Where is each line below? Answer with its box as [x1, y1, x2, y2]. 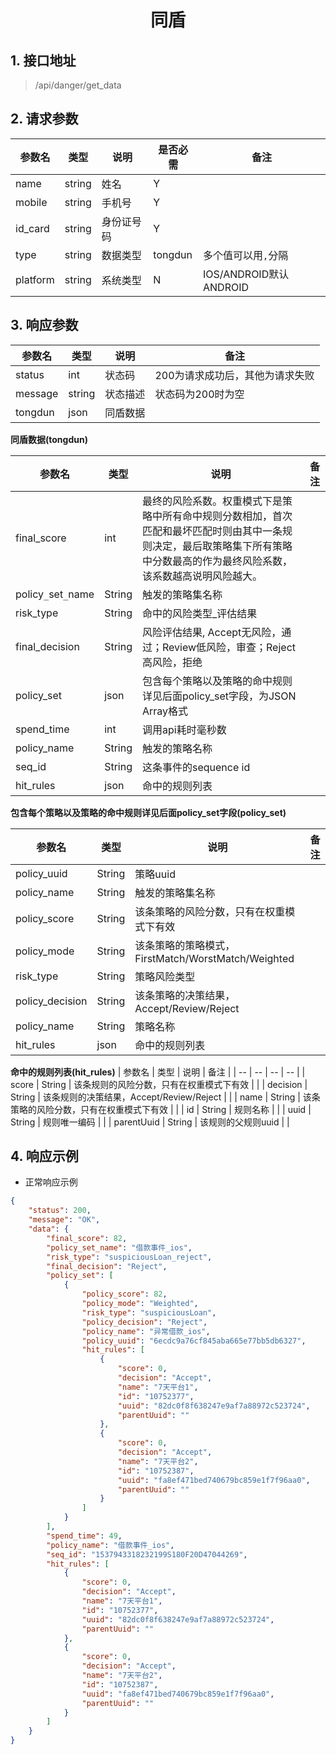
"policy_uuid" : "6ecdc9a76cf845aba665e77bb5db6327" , [81, 1336, 307, 1346]
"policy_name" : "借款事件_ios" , [46, 1540, 175, 1550]
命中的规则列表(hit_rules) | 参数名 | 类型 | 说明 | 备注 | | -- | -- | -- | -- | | [10, 1066, 306, 1078]
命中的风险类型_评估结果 [141, 606, 258, 620]
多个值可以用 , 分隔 [203, 248, 289, 262]
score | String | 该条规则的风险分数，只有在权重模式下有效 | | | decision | [10, 1078, 308, 1090]
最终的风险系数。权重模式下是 [141, 494, 283, 508]
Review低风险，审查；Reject [161, 640, 297, 654]
